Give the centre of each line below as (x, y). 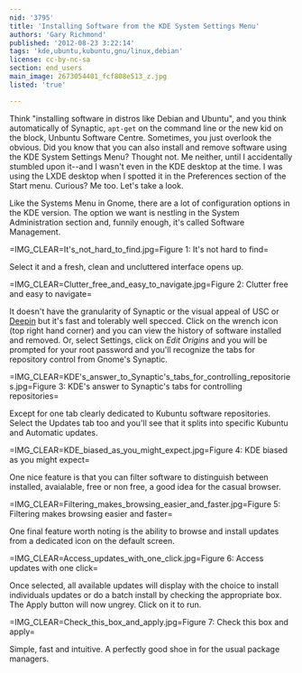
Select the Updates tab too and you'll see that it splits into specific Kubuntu (149, 423)
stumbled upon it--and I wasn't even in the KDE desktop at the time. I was (146, 166)
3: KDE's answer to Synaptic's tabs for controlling (151, 386)
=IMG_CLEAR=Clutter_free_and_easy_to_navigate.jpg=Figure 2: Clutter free (149, 284)
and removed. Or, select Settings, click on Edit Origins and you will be (138, 340)
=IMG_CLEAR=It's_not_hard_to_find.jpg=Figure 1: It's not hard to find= (139, 249)
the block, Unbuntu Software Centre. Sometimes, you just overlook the (141, 137)
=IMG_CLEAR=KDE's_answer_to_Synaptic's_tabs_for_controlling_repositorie (150, 376)
